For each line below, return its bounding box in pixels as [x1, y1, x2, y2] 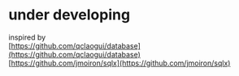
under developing [8, 6, 131, 24]
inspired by [8, 32, 46, 42]
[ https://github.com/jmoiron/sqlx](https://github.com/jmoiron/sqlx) [8, 58, 231, 68]
